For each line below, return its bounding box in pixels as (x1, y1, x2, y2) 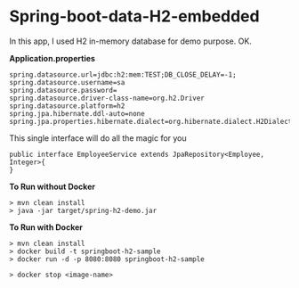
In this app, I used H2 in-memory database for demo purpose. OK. (9, 36, 252, 46)
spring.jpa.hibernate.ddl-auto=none (9, 109, 145, 118)
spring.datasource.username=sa (9, 78, 125, 86)
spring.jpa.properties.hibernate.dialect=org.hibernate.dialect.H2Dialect (9, 117, 293, 126)
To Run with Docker (9, 221, 83, 233)
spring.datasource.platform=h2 (9, 101, 125, 111)
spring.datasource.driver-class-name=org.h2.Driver (9, 94, 205, 103)
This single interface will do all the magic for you (9, 132, 187, 144)
